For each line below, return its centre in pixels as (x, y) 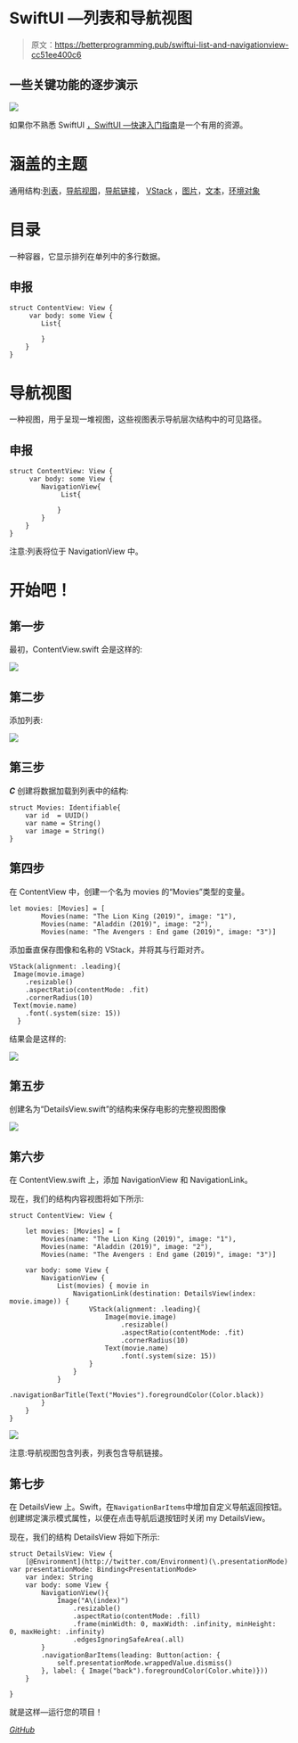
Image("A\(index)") (93, 1601)
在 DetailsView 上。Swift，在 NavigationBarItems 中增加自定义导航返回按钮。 (148, 1507)
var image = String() (65, 831)
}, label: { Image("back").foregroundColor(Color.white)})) (155, 1671)
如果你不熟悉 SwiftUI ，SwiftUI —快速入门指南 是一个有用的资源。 (129, 125)
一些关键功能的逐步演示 (73, 85)
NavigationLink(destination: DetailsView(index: (164, 1294)
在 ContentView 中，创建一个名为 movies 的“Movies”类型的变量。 (129, 892)
